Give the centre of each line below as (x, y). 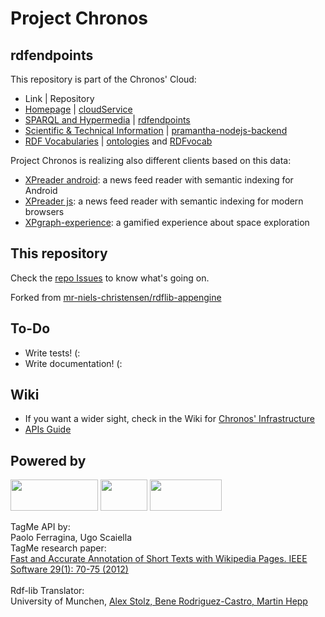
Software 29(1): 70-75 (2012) (69, 569)
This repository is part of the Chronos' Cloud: (103, 79)
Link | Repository (59, 98)
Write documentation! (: (73, 363)
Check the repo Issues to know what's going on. (110, 278)
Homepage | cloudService (78, 109)
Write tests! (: (52, 353)
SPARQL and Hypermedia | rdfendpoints (107, 120)
